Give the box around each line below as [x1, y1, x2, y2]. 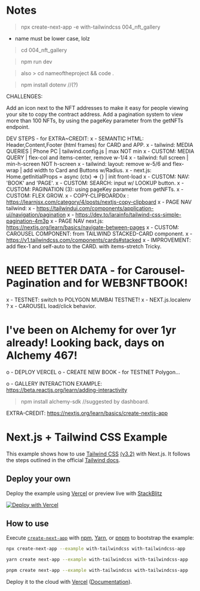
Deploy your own [6, 474, 70, 484]
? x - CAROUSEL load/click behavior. [6, 302, 97, 309]
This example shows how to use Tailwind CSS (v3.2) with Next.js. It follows [6, 450, 190, 457]
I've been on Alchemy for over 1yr [6, 324, 176, 337]
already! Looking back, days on [6, 336, 165, 350]
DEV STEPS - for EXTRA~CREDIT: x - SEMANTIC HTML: [6, 135, 144, 142]
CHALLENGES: [6, 93, 43, 100]
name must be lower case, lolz [14, 35, 90, 42]
